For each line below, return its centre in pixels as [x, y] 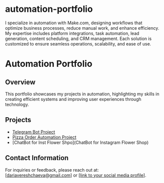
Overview [20, 82]
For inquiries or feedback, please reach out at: [52, 170]
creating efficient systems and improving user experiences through [73, 99]
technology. [17, 104]
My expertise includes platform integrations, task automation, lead [72, 33]
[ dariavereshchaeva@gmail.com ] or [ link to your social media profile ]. [76, 175]
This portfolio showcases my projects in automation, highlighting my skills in [82, 94]
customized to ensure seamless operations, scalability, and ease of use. [78, 44]
